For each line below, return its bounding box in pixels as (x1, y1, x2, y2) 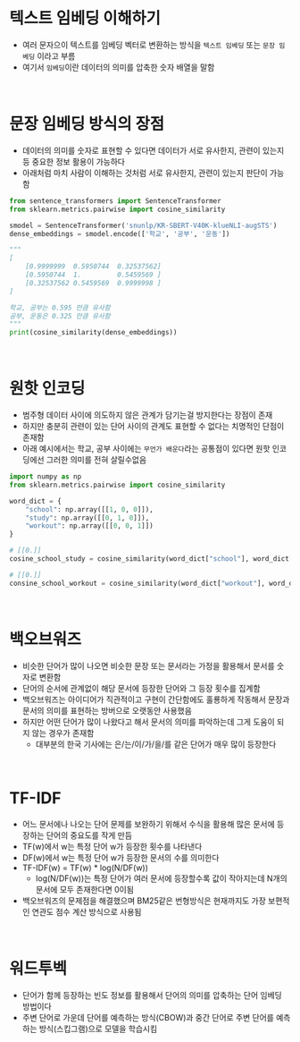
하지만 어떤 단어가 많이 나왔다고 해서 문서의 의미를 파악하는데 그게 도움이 (21, 716, 275, 727)
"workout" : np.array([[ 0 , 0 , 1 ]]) (25, 521, 154, 530)
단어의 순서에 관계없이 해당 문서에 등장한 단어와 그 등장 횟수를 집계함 (21, 682, 261, 693)
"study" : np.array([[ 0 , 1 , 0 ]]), (25, 513, 150, 522)
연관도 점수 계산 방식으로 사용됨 (31, 906, 142, 917)
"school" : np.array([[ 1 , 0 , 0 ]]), (25, 504, 154, 514)
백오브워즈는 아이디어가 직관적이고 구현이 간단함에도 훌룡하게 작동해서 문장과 (21, 694, 290, 705)
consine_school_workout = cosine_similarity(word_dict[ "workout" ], (9, 579, 266, 588)
